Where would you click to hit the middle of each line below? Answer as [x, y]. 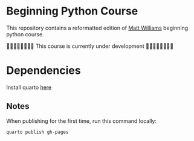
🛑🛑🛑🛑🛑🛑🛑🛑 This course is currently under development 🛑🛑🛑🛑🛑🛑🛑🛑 [90, 46]
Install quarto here [29, 87]
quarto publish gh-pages [37, 132]
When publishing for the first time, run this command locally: [82, 121]
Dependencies [44, 70]
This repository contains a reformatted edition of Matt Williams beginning [97, 28]
